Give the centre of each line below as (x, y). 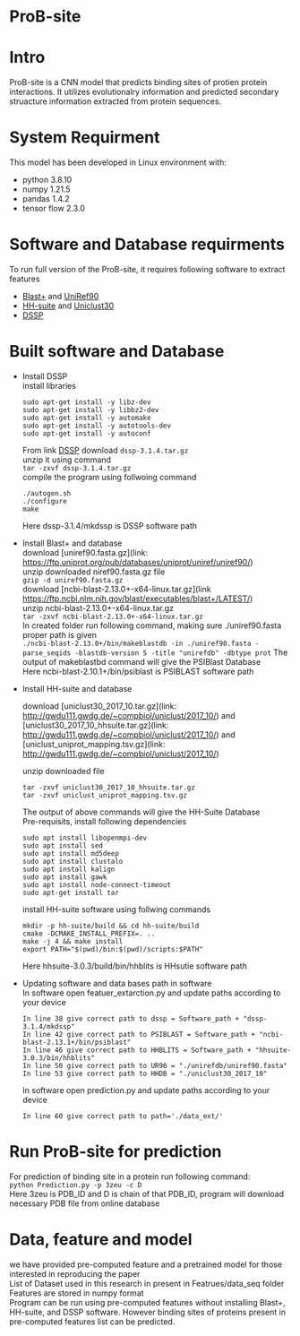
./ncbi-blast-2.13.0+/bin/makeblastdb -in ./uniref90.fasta (137, 643)
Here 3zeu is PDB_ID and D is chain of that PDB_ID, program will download (147, 1194)
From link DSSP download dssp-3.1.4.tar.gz (105, 450)
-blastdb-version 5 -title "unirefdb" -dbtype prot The (181, 652)
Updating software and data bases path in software (117, 983)
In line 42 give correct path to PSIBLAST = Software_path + (139, 1034)
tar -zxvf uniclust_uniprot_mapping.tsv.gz (105, 795)
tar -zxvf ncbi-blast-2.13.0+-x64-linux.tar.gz (112, 616)
